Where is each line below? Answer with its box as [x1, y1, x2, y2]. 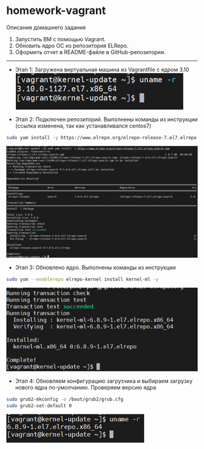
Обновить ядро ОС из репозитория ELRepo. [15, 42, 129, 49]
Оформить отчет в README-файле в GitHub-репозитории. [15, 48, 166, 55]
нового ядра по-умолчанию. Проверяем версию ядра [15, 383, 157, 391]
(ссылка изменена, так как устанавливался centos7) [15, 122, 152, 129]
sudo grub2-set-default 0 [6, 402, 72, 409]
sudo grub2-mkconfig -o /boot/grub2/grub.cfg [6, 396, 123, 402]
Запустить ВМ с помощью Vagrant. [15, 35, 106, 43]
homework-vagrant [6, 4, 106, 18]
